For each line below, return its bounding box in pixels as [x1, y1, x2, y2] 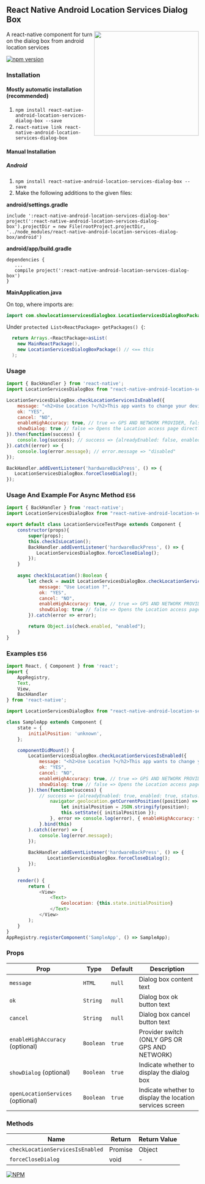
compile [14, 267, 34, 274]
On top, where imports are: [6, 301, 74, 308]
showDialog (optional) [9, 1068, 71, 1076]
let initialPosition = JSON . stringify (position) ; [60, 804, 190, 810]
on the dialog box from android [6, 37, 84, 45]
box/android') [6, 234, 43, 240]
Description [149, 965, 185, 973]
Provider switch [138, 1028, 184, 1036]
